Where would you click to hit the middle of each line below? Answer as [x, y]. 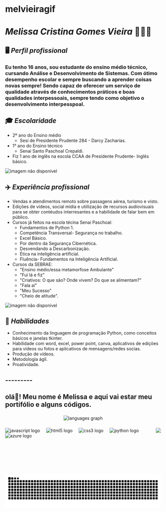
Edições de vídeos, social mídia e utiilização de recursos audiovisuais [83, 207]
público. [21, 217]
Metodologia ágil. [30, 359]
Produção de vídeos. [33, 354]
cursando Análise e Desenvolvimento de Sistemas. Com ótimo [81, 73]
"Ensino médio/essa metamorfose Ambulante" [67, 270]
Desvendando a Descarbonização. [55, 249]
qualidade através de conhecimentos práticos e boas [70, 91]
